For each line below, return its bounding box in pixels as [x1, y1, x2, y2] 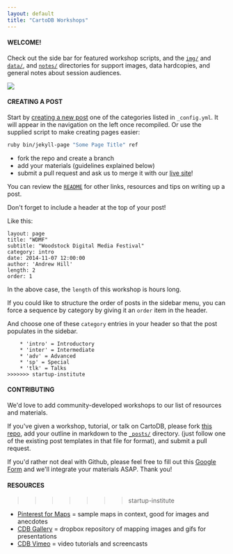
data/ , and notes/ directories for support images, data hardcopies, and [7, 61, 211, 70]
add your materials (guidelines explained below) [17, 161, 155, 169]
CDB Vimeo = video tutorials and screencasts [17, 539, 148, 548]
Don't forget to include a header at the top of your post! [7, 203, 166, 211]
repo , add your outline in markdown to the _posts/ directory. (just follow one [7, 429, 226, 438]
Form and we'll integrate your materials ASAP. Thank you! [7, 465, 172, 473]
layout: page [7, 230, 45, 237]
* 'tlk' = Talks [19, 364, 67, 371]
